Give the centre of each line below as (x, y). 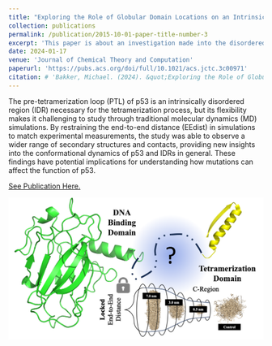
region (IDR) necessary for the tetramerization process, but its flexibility (127, 110)
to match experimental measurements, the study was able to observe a (127, 136)
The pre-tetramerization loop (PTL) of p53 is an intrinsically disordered (126, 101)
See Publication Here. (45, 186)
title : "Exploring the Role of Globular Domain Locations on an (119, 17)
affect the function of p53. (52, 170)
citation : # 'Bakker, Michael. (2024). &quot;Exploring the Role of (126, 77)
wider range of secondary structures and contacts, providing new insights (132, 144)
